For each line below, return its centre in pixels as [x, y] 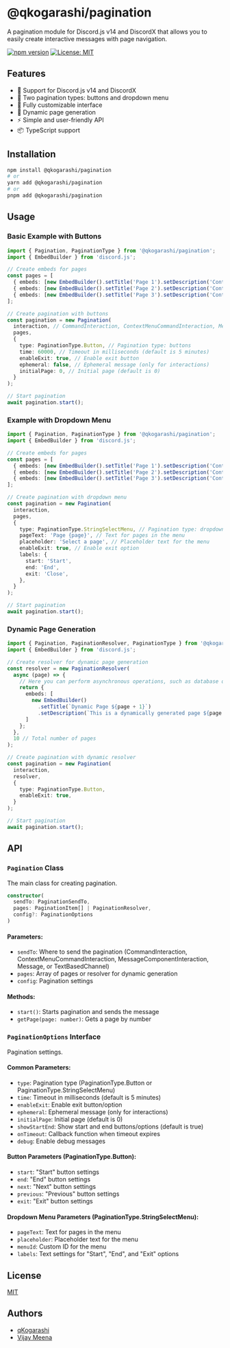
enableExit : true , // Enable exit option [79, 549]
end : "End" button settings [54, 1179]
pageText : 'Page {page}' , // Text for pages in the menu [102, 535]
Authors [25, 1313]
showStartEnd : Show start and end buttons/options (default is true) [110, 1127]
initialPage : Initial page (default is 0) [70, 1119]
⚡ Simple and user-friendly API [60, 120]
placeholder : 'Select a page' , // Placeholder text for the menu [115, 542]
